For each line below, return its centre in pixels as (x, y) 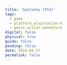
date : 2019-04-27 (23, 50)
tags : (11, 14)
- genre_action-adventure (36, 28)
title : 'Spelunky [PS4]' (30, 10)
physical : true (21, 37)
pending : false (21, 46)
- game (16, 19)
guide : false (18, 42)
